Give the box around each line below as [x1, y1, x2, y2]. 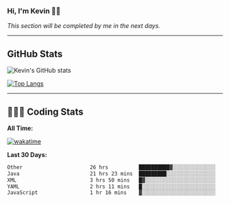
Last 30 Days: [7, 150, 48, 158]
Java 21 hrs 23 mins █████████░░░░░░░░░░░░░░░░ [7, 170, 216, 177]
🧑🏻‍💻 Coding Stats [7, 106, 84, 117]
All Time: [7, 123, 34, 132]
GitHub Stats [7, 48, 63, 60]
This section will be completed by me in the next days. [7, 22, 161, 30]
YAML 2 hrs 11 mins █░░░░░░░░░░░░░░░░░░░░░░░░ [7, 183, 216, 190]
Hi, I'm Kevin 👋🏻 [7, 6, 61, 16]
